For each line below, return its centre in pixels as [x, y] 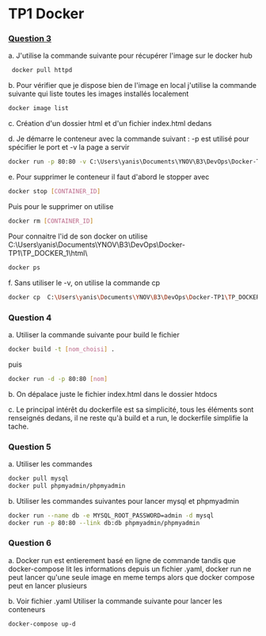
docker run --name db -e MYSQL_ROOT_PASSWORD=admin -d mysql [111, 516]
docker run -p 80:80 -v [47, 162]
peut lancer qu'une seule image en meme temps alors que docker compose [131, 577]
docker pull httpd [42, 70]
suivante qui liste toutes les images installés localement [99, 94]
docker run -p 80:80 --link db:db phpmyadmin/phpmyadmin [104, 523]
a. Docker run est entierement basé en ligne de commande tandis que [122, 560]
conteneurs [27, 609]
